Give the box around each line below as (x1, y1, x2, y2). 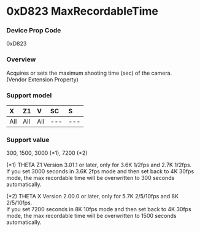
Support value (6, 136, 50, 144)
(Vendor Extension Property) (6, 75, 79, 83)
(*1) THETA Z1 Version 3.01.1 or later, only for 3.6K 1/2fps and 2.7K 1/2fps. (6, 161, 192, 169)
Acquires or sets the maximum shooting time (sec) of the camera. (6, 69, 172, 77)
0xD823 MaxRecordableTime (6, 4, 158, 18)
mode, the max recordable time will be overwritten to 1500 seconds (6, 212, 177, 220)
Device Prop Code (6, 26, 61, 35)
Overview (6, 55, 36, 64)
